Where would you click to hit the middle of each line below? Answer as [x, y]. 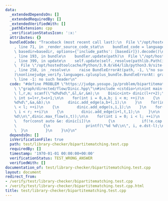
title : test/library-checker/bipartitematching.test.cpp [66, 191]
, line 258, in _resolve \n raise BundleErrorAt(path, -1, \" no [85, 70]
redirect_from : [21, 177]
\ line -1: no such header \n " [46, 79]
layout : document [23, 172]
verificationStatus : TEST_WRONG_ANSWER [51, 158]
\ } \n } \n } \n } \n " [46, 130]
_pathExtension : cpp [31, 28]
